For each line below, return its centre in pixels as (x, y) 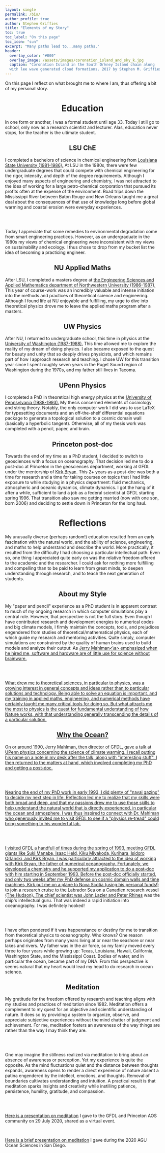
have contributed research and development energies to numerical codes (79, 622)
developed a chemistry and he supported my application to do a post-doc (80, 869)
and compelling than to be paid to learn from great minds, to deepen (74, 568)
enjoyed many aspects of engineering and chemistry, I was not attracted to (81, 181)
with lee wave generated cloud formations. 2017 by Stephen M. (75, 70)
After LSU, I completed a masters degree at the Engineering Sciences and (80, 280)
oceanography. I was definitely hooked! (45, 906)
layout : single (21, 10)
